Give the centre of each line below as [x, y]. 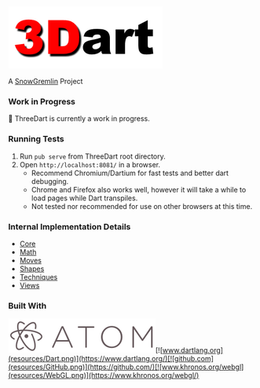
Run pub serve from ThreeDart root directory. [93, 156]
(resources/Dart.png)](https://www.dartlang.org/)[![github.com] [111, 359]
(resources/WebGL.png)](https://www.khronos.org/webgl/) [104, 375]
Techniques [38, 276]
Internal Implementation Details [70, 226]
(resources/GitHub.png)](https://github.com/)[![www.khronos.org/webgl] [126, 367]
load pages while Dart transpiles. [84, 198]
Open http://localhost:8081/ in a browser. [90, 164]
